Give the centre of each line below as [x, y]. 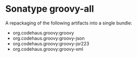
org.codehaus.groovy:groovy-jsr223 [51, 43]
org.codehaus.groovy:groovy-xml [48, 49]
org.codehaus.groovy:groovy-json [49, 38]
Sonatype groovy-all [50, 9]
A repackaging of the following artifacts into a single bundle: [69, 23]
